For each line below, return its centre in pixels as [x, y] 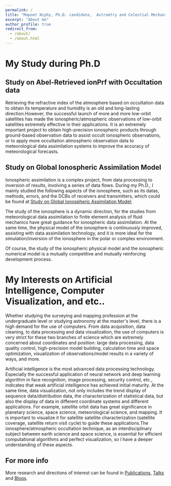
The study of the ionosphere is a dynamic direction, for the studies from [81, 211]
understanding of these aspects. [39, 445]
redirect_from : [21, 29]
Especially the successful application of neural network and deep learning [83, 374]
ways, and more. [23, 359]
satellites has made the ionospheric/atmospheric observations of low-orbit [83, 119]
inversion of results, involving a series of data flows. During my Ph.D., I [79, 185]
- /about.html [25, 39]
